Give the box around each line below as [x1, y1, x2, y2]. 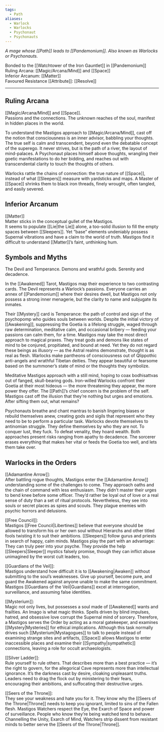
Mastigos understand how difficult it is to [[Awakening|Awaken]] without [5, 568, 150, 575]
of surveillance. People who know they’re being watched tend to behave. [5, 711, 152, 717]
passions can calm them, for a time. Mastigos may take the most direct [5, 332, 147, 338]
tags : [5, 7, 16, 12]
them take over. [5, 444, 37, 450]
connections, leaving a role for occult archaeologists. [5, 645, 112, 651]
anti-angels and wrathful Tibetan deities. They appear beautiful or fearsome [5, 358, 158, 364]
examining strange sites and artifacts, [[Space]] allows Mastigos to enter [5, 635, 151, 641]
